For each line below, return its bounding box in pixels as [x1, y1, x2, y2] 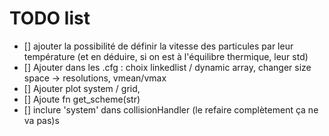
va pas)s [23, 114, 60, 126]
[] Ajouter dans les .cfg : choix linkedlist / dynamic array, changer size [23, 61, 312, 73]
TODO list [9, 7, 91, 30]
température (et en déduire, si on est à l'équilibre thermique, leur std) [23, 50, 309, 62]
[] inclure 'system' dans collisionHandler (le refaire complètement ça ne [23, 103, 319, 116]
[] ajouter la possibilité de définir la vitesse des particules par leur [23, 40, 294, 52]
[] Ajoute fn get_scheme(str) [23, 93, 141, 105]
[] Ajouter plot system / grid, [23, 82, 141, 94]
